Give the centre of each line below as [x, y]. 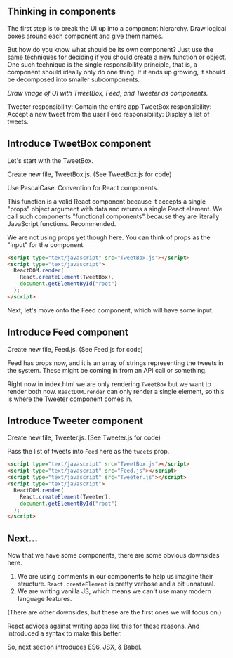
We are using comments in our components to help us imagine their [115, 577]
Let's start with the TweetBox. [50, 160]
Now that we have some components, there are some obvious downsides [113, 555]
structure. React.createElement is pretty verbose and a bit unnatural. [116, 584]
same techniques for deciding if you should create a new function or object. [117, 57]
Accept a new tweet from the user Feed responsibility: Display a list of [108, 114]
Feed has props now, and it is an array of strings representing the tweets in [115, 363]
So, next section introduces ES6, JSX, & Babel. [75, 647]
